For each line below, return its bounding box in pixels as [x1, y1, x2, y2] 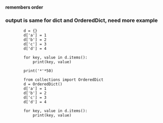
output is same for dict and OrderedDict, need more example [5, 17, 158, 24]
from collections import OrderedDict [23, 77, 103, 82]
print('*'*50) [23, 68, 53, 73]
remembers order [5, 4, 43, 10]
